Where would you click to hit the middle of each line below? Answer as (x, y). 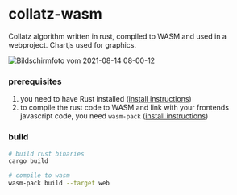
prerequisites (35, 81)
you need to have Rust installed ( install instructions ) (106, 99)
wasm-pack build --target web (59, 183)
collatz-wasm (55, 14)
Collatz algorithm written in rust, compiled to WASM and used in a (118, 36)
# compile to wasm (39, 176)
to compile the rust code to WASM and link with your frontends (125, 108)
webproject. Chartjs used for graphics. (73, 44)
